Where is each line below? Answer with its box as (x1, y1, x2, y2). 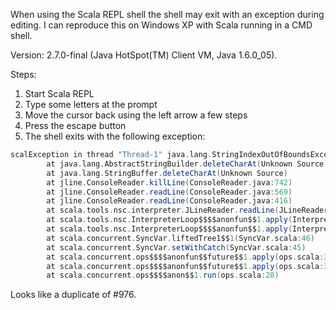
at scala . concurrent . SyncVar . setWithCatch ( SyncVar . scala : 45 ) (46, 242, 307, 253)
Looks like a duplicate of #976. (10, 289, 137, 301)
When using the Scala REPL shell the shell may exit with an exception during (10, 9, 325, 20)
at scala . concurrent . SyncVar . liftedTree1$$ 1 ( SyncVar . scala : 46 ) (46, 233, 315, 243)
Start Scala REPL (24, 88, 95, 99)
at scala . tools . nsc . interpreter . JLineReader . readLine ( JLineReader (46, 205, 329, 216)
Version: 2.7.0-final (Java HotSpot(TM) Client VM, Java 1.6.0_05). (10, 49, 278, 61)
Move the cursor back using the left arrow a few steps (24, 109, 248, 121)
